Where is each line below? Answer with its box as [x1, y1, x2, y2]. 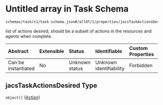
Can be [8, 59, 25, 66]
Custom [129, 45, 148, 51]
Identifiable [95, 47, 122, 54]
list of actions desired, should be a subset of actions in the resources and [5, 28, 152, 34]
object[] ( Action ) [5, 94, 40, 100]
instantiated [8, 65, 35, 72]
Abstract [8, 47, 29, 54]
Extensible [39, 47, 64, 54]
